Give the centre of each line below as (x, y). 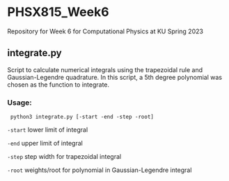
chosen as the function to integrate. (58, 85)
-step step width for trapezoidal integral (64, 157)
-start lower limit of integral (48, 130)
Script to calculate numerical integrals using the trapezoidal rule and (105, 69)
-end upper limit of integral (45, 144)
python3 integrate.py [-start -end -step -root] (82, 117)
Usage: (20, 103)
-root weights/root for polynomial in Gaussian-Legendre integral (100, 170)
